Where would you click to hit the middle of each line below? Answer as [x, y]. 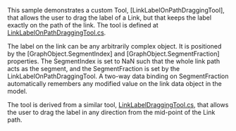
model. [17, 91]
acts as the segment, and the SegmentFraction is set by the [94, 69]
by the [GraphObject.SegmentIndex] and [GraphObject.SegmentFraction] [113, 54]
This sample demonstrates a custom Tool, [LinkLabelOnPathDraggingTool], [116, 10]
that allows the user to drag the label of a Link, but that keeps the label [110, 18]
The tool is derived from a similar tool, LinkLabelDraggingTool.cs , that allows [118, 105]
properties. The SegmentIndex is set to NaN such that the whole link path [114, 61]
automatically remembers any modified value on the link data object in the [114, 83]
